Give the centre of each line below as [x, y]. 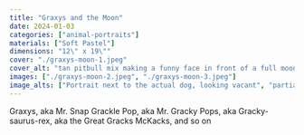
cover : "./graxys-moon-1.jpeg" [68, 60]
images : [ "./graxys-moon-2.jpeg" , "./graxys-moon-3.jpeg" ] [123, 77]
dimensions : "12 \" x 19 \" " [60, 52]
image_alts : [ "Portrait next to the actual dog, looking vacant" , [137, 85]
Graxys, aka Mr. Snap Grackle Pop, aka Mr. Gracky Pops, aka [123, 111]
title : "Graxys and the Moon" [66, 18]
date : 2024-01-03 [42, 26]
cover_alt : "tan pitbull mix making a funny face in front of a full [143, 69]
